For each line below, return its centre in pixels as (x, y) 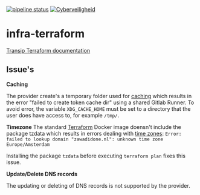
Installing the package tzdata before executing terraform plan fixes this (96, 156)
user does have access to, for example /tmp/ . (63, 115)
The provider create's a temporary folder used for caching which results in (99, 96)
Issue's (20, 70)
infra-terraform (45, 34)
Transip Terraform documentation (48, 50)
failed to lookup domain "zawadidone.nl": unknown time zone (85, 139)
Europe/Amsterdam (28, 144)
